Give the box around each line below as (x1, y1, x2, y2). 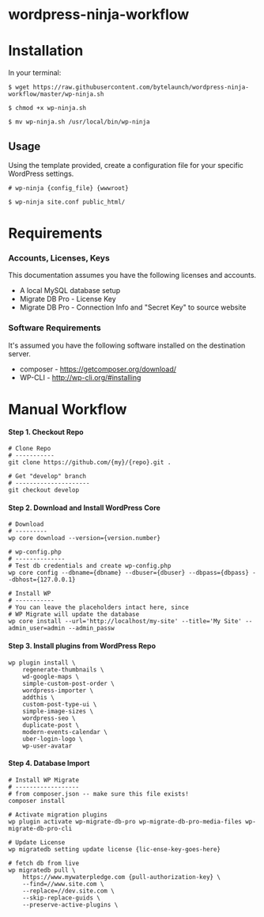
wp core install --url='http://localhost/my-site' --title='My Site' (8, 618, 243, 626)
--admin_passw (68, 624, 115, 633)
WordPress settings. (8, 169, 74, 178)
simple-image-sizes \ (22, 707, 93, 715)
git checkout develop (8, 486, 80, 494)
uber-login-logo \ (22, 735, 83, 743)
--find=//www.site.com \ (22, 880, 104, 888)
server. (8, 348, 32, 358)
